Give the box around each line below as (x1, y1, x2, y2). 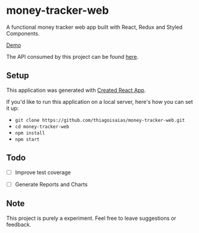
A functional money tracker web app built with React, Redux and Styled (6, 23, 183, 31)
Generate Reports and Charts (14, 181, 88, 188)
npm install (14, 130, 45, 136)
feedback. (6, 220, 31, 228)
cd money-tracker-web (14, 124, 69, 130)
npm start (14, 136, 40, 142)
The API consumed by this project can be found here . (6, 53, 139, 60)
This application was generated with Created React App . (6, 86, 146, 94)
